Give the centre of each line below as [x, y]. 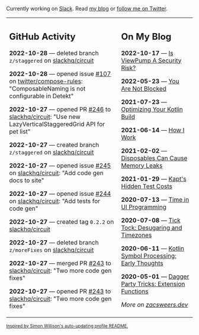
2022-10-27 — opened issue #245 [60, 165]
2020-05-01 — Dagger [155, 276]
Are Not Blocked [144, 88]
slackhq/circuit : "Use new [45, 117]
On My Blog [146, 36]
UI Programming [144, 207]
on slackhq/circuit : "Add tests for [55, 201]
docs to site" [27, 180]
